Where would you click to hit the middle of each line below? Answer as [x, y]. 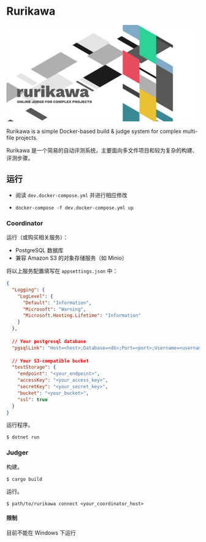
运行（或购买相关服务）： [37, 238]
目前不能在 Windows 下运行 [41, 533]
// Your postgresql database [49, 341]
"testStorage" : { [34, 367]
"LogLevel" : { [35, 296]
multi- [190, 131]
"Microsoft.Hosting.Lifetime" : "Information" [82, 316]
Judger [17, 453]
